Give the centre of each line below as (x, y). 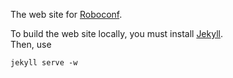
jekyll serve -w (44, 63)
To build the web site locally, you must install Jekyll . (116, 33)
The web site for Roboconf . (66, 14)
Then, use (31, 44)
